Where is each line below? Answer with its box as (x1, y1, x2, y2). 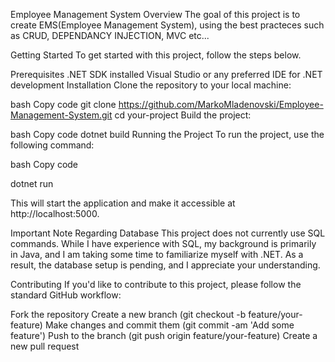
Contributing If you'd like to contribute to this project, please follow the (10, 279, 302, 290)
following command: (10, 139, 95, 151)
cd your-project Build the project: (114, 109, 252, 121)
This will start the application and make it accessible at (10, 197, 236, 209)
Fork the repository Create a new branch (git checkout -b (10, 309, 247, 320)
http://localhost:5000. (10, 208, 100, 219)
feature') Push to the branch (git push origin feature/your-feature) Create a (10, 330, 318, 341)
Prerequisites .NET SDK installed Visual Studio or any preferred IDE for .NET (10, 69, 323, 80)
